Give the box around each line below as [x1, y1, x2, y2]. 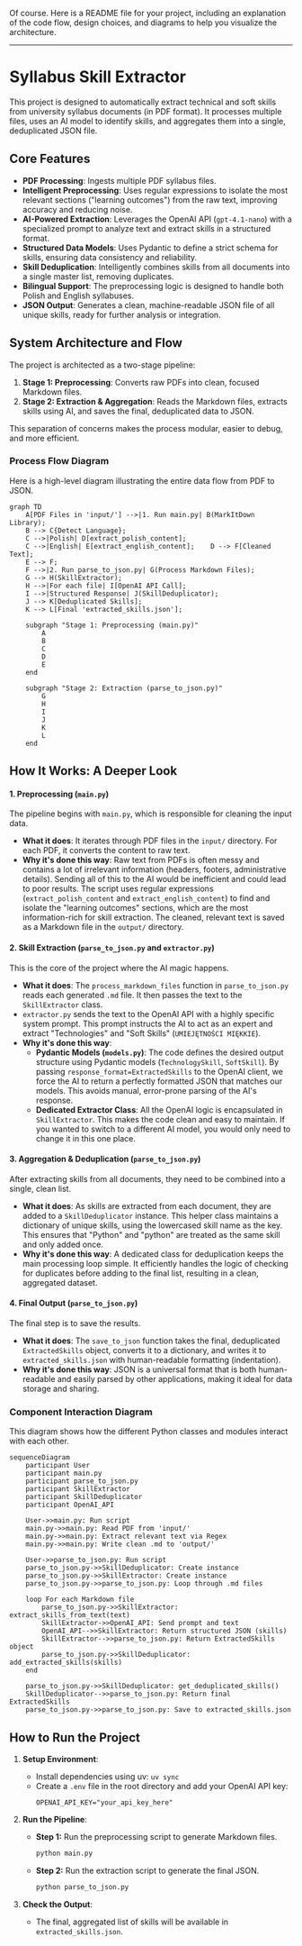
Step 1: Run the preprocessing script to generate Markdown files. [35, 1832, 278, 1842]
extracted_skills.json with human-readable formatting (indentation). [22, 1355, 281, 1366]
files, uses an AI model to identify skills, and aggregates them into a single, [9, 115, 286, 126]
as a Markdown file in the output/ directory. [22, 922, 184, 932]
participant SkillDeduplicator [25, 1493, 143, 1502]
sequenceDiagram [9, 1453, 70, 1462]
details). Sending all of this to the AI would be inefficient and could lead [22, 874, 287, 885]
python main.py [35, 1849, 93, 1859]
